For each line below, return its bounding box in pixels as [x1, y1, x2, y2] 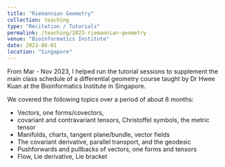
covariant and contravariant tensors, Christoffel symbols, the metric [17, 115, 210, 124]
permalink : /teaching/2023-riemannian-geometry [7, 29, 147, 36]
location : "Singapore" [7, 49, 72, 56]
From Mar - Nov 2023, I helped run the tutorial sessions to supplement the [7, 67, 219, 76]
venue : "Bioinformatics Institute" [7, 36, 110, 43]
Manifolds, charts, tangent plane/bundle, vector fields [17, 130, 170, 138]
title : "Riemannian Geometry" [7, 10, 95, 17]
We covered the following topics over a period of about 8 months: [7, 95, 194, 103]
